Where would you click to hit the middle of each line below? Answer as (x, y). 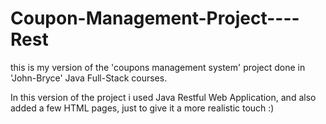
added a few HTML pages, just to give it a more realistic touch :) (142, 108)
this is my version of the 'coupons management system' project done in (158, 67)
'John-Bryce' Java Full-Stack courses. (89, 78)
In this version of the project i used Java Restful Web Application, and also (163, 97)
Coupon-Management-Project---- (155, 18)
